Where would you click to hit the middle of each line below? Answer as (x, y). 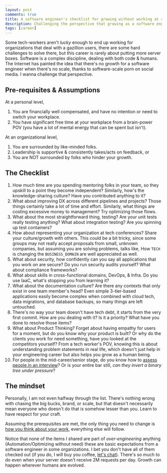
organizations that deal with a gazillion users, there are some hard (73, 48)
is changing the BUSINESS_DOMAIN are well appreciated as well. (75, 254)
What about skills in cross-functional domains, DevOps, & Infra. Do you (85, 275)
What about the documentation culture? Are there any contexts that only (86, 286)
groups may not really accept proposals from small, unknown (75, 243)
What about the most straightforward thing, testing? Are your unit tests (84, 217)
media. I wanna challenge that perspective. (49, 74)
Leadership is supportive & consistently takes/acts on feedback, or (81, 152)
